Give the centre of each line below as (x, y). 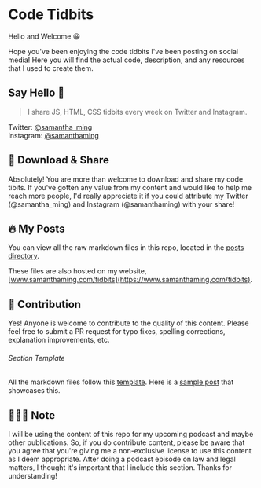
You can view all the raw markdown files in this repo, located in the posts (126, 248)
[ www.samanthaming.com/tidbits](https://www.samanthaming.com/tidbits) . (130, 280)
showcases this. (34, 391)
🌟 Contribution (44, 304)
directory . (24, 256)
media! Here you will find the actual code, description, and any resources (127, 60)
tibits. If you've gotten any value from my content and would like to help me (130, 187)
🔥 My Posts (37, 228)
